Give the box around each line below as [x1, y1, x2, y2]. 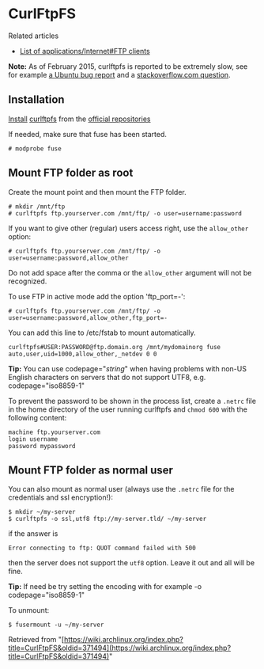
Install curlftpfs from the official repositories [8, 114, 151, 124]
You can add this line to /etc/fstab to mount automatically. [8, 328, 196, 337]
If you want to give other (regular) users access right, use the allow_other [8, 223, 249, 233]
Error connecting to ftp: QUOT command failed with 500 [8, 544, 196, 553]
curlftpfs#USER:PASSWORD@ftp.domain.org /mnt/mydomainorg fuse [8, 343, 221, 351]
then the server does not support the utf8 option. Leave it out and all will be [8, 558, 255, 568]
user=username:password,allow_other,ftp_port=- [8, 314, 168, 321]
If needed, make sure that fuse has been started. [8, 129, 168, 139]
